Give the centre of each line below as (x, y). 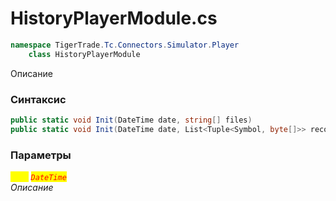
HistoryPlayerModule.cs (114, 18)
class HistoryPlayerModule (84, 54)
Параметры (41, 155)
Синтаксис (38, 99)
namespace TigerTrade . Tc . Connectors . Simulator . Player (125, 45)
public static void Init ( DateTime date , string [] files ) (131, 120)
